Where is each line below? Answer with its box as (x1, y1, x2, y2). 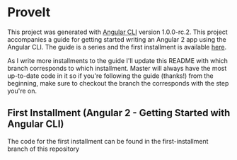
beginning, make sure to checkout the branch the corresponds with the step (7, 79, 229, 87)
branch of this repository (7, 144, 80, 153)
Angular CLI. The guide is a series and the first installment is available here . (7, 42, 227, 51)
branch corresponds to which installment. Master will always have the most (7, 64, 227, 72)
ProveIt (7, 4, 51, 21)
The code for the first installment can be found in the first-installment (7, 137, 209, 145)
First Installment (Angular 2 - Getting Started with (7, 107, 231, 119)
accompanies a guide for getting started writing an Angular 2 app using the (7, 35, 226, 43)
